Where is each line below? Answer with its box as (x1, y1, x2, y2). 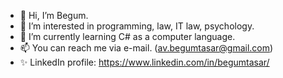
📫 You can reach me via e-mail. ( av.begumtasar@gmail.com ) (19, 42, 274, 54)
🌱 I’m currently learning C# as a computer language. (19, 31, 236, 42)
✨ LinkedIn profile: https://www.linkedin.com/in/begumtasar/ (19, 56, 270, 68)
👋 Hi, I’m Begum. (19, 10, 89, 21)
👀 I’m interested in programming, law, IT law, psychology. (19, 20, 255, 32)
